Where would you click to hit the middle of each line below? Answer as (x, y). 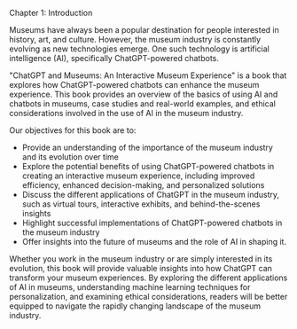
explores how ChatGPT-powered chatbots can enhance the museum (134, 85)
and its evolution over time (70, 157)
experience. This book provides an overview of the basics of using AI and (144, 94)
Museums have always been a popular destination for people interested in (144, 30)
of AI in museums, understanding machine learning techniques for (130, 287)
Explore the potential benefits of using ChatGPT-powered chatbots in (148, 166)
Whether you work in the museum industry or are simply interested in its (141, 259)
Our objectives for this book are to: (73, 130)
